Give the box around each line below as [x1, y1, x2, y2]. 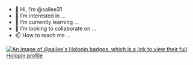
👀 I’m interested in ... [14, 12, 66, 19]
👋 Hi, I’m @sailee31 [14, 6, 63, 13]
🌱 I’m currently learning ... [14, 19, 79, 25]
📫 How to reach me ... [14, 32, 71, 39]
